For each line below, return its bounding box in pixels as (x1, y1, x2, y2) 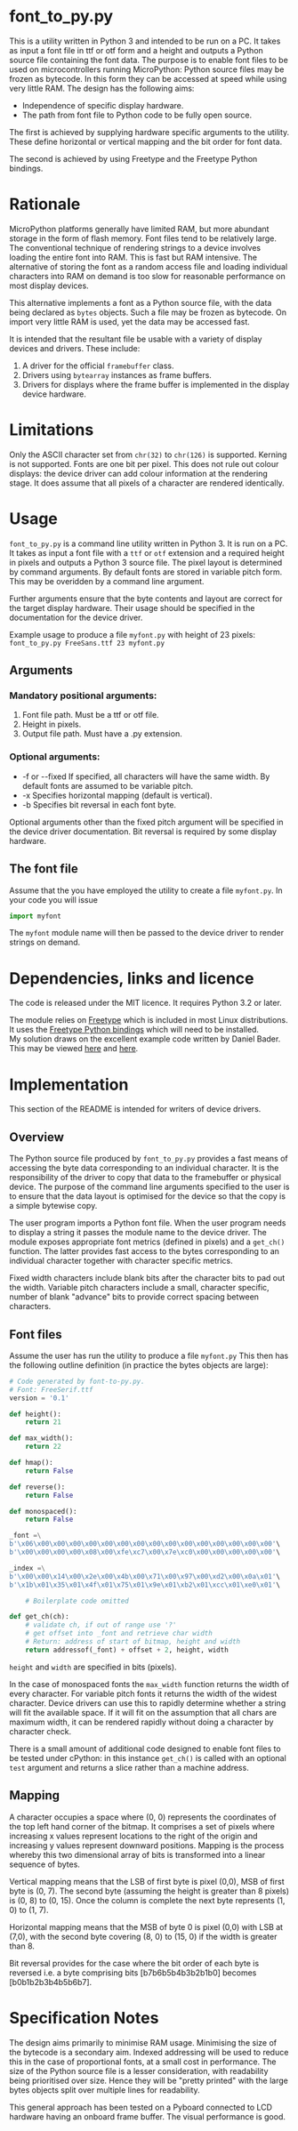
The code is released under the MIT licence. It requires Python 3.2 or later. (9, 998, 282, 1009)
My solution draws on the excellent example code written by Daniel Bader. (9, 1033, 281, 1044)
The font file (9, 861, 78, 877)
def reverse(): (9, 1483, 66, 1492)
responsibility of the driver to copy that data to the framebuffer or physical (9, 1172, 282, 1183)
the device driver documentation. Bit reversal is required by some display (9, 825, 278, 837)
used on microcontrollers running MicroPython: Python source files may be (9, 64, 285, 75)
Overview (9, 1130, 65, 1145)
